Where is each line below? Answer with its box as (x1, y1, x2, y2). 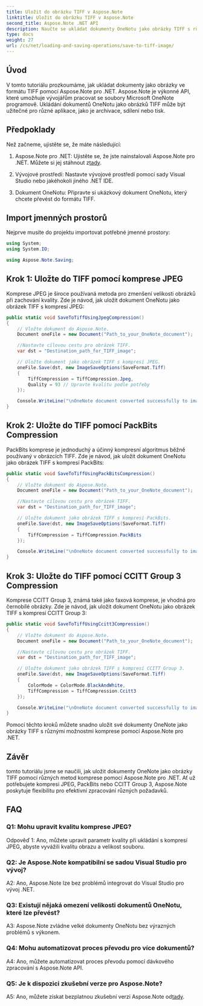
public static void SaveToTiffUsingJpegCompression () (6, 315, 145, 321)
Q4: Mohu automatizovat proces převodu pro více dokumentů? (6, 944, 195, 952)
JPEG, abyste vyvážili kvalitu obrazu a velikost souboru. (6, 843, 145, 850)
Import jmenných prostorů (6, 213, 108, 223)
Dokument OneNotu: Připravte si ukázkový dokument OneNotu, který (14, 188, 187, 196)
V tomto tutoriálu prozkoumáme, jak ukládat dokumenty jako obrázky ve (6, 81, 185, 88)
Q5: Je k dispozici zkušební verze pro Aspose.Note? (6, 979, 163, 988)
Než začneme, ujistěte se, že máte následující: (6, 141, 122, 148)
